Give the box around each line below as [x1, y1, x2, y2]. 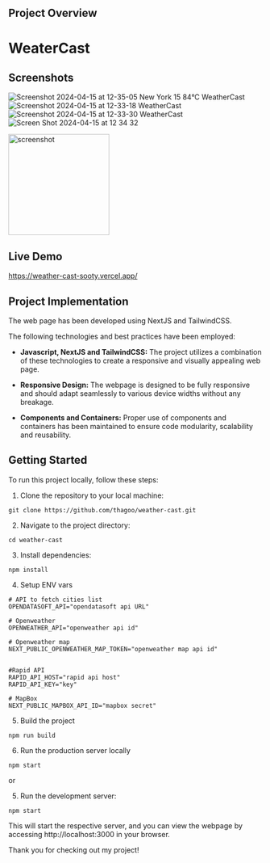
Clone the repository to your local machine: [19, 490, 164, 500]
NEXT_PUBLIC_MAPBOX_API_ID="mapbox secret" [8, 701, 157, 709]
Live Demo [8, 250, 63, 263]
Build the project [19, 715, 75, 726]
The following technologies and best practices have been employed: [8, 331, 235, 342]
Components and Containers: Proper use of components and [19, 413, 227, 423]
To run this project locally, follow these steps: [8, 474, 159, 484]
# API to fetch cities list [8, 596, 103, 604]
